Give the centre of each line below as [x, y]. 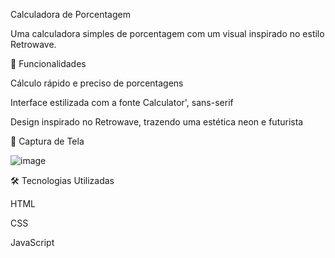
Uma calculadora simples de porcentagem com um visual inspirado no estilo [167, 33]
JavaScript [32, 242]
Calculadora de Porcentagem [70, 14]
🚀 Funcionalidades [48, 63]
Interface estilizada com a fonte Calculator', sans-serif [122, 102]
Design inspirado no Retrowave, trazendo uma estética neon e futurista [157, 122]
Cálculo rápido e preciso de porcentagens [97, 83]
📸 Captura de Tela [47, 141]
